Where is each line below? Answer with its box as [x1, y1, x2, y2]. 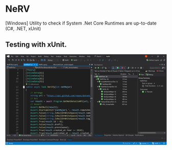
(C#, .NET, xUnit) [5, 25, 41, 31]
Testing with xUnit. [5, 40, 67, 49]
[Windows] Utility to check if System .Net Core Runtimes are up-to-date [5, 20, 157, 26]
